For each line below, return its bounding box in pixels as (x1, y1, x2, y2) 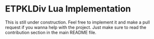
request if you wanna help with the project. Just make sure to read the (5, 24, 147, 30)
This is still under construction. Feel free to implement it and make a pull (5, 19, 150, 25)
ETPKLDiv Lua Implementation (5, 3, 131, 14)
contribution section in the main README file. (5, 29, 97, 35)
